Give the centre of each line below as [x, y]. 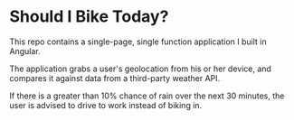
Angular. [25, 51]
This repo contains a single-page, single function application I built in [138, 42]
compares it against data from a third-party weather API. [115, 78]
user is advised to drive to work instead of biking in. [106, 105]
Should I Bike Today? [89, 17]
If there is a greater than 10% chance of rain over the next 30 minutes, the [147, 96]
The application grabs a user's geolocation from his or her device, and [140, 69]
